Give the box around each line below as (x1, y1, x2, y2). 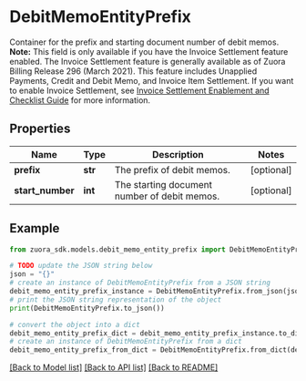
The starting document (114, 178, 212, 190)
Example (9, 221, 60, 236)
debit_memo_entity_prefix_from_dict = (9, 345, 157, 355)
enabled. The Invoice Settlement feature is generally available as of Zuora (9, 56, 286, 67)
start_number (14, 184, 75, 197)
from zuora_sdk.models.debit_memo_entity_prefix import (9, 244, 226, 254)
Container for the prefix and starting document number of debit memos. (9, 36, 280, 47)
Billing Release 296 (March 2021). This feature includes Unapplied (9, 66, 258, 77)
